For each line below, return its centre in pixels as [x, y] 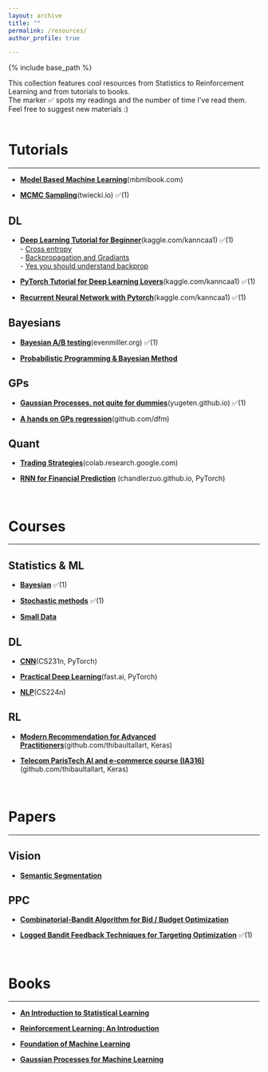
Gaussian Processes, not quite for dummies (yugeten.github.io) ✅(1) [133, 402]
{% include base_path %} [50, 68]
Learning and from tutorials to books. [69, 92]
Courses [37, 526]
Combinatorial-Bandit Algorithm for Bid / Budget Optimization [124, 919]
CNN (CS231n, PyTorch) [59, 661]
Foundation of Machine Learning [75, 1044]
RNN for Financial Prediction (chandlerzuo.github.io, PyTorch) [122, 478]
